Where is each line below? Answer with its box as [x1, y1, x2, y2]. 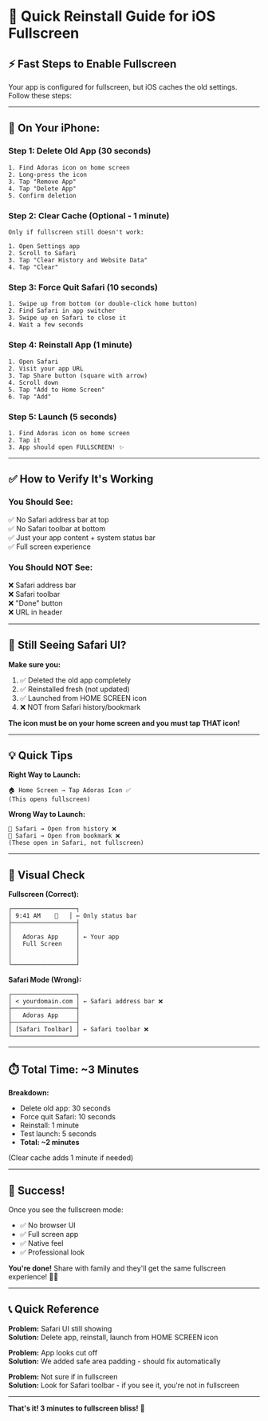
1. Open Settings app [8, 242, 81, 250]
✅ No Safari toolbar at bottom [8, 523, 106, 533]
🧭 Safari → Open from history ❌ [8, 825, 117, 833]
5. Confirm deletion [8, 191, 77, 199]
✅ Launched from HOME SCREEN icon [19, 693, 148, 702]
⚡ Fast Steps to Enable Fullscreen [8, 57, 177, 70]
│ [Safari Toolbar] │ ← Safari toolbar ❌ [8, 1026, 149, 1034]
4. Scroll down [8, 378, 59, 386]
